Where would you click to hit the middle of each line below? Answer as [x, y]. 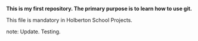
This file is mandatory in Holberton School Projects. [69, 20]
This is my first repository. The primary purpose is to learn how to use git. [99, 9]
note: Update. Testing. [33, 31]
